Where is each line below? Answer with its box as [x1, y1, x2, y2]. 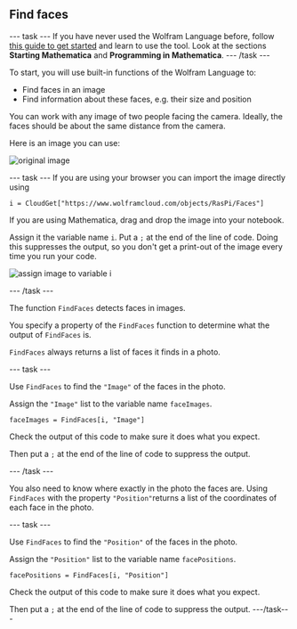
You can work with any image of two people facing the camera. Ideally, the [9, 110, 283, 121]
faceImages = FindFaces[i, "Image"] [9, 415, 145, 424]
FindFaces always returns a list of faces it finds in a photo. [9, 347, 221, 357]
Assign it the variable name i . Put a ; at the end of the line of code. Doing [9, 232, 278, 242]
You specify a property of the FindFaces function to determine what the [9, 320, 270, 331]
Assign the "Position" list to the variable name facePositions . [9, 553, 237, 564]
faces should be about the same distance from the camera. [9, 120, 227, 131]
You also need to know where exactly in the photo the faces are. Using [9, 483, 269, 494]
